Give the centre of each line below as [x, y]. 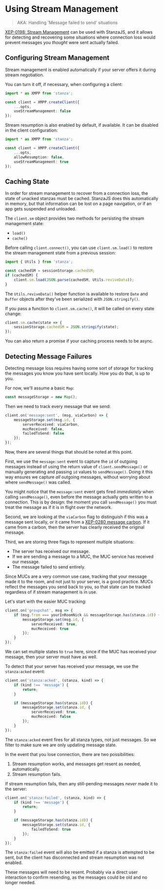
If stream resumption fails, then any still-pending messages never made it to [82, 783]
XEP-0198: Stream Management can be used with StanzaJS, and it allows [79, 32]
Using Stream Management [62, 9]
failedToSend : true [51, 829]
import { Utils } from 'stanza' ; [39, 262]
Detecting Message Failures [49, 356]
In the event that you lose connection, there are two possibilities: [70, 754]
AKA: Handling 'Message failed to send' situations [67, 23]
